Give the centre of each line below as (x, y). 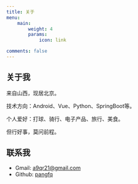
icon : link (53, 40)
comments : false (27, 51)
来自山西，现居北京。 (33, 93)
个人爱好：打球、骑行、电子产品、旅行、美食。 (65, 118)
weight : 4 (40, 29)
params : (38, 35)
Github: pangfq (34, 174)
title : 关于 (20, 12)
